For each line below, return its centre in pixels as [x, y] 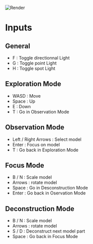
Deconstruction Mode [40, 209]
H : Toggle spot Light [34, 68]
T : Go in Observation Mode [41, 112]
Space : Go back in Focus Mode [45, 237]
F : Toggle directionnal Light [41, 58]
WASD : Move [26, 96]
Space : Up [24, 101]
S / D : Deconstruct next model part [49, 231]
